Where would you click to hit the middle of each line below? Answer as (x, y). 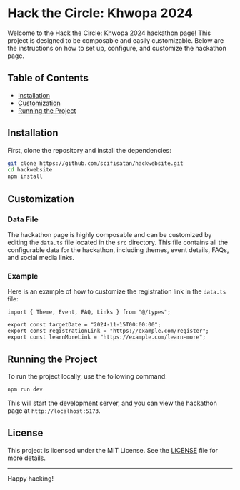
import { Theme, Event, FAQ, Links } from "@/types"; (89, 312)
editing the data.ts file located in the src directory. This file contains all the (118, 242)
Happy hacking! (31, 478)
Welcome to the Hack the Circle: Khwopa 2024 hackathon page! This (109, 33)
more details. (27, 458)
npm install (25, 176)
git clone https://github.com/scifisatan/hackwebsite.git (95, 163)
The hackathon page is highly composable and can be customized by (110, 234)
